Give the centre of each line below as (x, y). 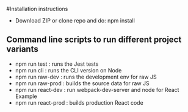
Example (26, 96)
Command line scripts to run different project (94, 40)
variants (22, 49)
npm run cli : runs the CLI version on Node (68, 70)
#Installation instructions (37, 9)
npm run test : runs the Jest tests (57, 64)
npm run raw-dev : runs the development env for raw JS (86, 77)
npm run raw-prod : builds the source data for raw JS (82, 83)
